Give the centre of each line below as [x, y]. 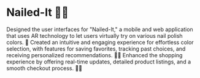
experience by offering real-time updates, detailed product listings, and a [99, 62]
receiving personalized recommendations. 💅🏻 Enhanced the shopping [94, 55]
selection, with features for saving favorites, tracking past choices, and [96, 49]
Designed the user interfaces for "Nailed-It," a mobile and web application [100, 29]
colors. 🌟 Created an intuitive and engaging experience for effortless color [100, 42]
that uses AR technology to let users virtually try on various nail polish [94, 35]
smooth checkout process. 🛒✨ [44, 68]
